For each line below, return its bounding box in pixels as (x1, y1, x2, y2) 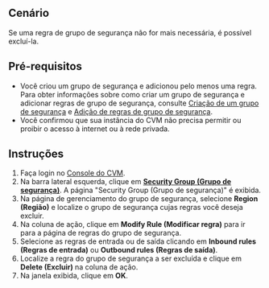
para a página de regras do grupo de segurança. (19, 228, 182, 238)
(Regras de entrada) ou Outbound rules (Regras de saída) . (19, 245, 218, 255)
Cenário (8, 6, 50, 20)
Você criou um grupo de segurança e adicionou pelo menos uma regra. (19, 80, 258, 91)
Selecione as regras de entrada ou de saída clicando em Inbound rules (19, 237, 256, 246)
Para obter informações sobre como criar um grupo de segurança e (19, 89, 246, 99)
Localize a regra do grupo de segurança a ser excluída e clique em (19, 253, 242, 264)
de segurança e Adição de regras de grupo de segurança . (19, 106, 213, 116)
